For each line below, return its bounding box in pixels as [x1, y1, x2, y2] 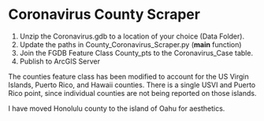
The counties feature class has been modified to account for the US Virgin [8, 71, 250, 81]
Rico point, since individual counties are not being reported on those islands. [8, 88, 257, 97]
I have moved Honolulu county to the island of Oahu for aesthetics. [8, 104, 225, 113]
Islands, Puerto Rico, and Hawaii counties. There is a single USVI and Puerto [8, 80, 256, 90]
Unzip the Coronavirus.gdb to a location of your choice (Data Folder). [19, 31, 245, 41]
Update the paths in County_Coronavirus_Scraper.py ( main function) [19, 39, 242, 49]
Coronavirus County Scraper [8, 5, 201, 24]
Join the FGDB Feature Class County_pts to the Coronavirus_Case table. [19, 48, 254, 57]
